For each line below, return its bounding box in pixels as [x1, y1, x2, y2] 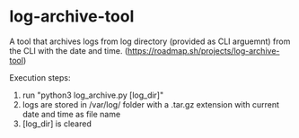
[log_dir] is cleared [22, 118, 92, 129]
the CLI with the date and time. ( [9, 45, 128, 56]
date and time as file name [22, 108, 121, 119]
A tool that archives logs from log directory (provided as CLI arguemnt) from [9, 36, 291, 47]
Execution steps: [9, 72, 71, 82]
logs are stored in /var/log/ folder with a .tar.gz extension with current [22, 99, 280, 109]
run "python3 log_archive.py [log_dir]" [22, 90, 164, 100]
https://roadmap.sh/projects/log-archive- [127, 45, 280, 56]
